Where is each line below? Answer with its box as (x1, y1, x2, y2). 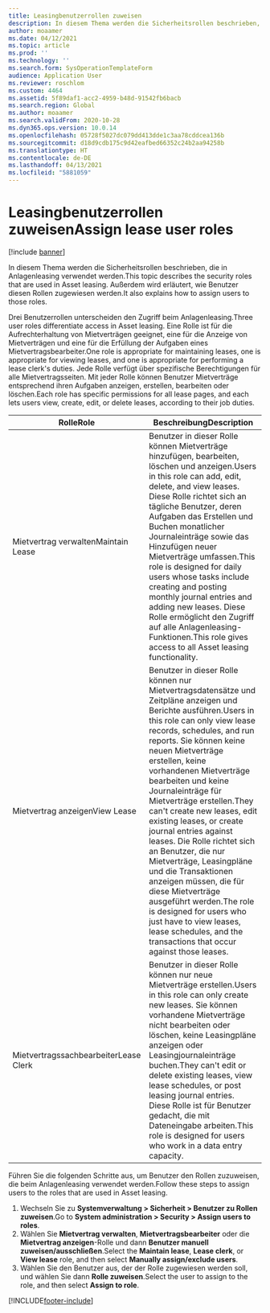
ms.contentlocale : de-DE (8, 154, 92, 162)
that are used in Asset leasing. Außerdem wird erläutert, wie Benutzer (8, 279, 239, 289)
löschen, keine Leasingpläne (148, 1029, 256, 1040)
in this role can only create (148, 989, 249, 1000)
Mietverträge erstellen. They (148, 795, 254, 806)
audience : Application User (8, 72, 103, 80)
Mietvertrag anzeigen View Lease (12, 805, 137, 816)
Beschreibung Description (153, 416, 254, 428)
